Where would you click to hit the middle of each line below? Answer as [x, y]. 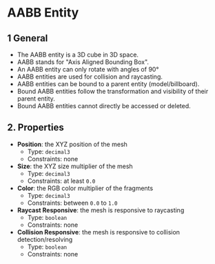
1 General [28, 38]
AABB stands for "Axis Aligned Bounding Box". [83, 62]
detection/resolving [45, 239]
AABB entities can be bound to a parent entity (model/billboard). [108, 84]
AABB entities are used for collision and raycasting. [90, 77]
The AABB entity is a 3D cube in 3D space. [78, 54]
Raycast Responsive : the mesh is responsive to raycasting [101, 210]
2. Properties [35, 128]
